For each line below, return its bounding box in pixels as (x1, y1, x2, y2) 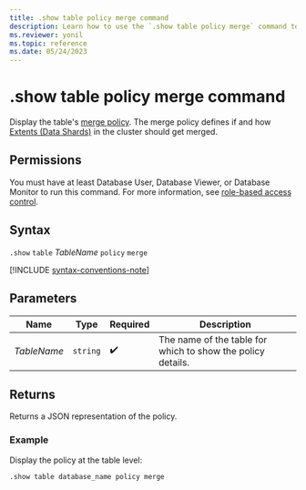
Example (9, 434, 49, 446)
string (72, 345, 102, 356)
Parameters (9, 291, 77, 306)
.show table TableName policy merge (9, 247, 148, 258)
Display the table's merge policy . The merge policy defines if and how (9, 117, 271, 128)
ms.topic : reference (9, 38, 88, 48)
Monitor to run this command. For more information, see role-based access (9, 186, 292, 197)
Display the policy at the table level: (9, 454, 143, 465)
